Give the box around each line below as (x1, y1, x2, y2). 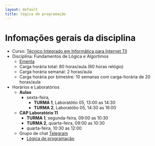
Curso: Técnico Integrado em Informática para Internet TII (12, 48, 127, 54)
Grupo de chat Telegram (19, 131, 68, 136)
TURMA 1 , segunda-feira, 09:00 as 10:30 (26, 115, 108, 121)
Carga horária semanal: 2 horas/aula (19, 69, 92, 75)
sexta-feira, (26, 95, 50, 101)
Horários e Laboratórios (12, 84, 60, 90)
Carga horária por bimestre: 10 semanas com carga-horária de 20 (19, 74, 151, 80)
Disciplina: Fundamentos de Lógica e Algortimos (12, 54, 109, 59)
